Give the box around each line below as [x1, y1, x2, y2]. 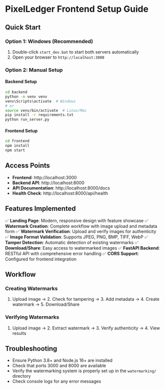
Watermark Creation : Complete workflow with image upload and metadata [5, 223, 158, 229]
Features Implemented [5, 204, 76, 213]
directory [12, 373, 31, 379]
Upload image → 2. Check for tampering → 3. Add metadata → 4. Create [12, 296, 160, 302]
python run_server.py [5, 117, 50, 122]
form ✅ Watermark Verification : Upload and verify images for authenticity [5, 228, 157, 234]
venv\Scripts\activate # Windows [5, 98, 76, 104]
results [12, 330, 27, 336]
